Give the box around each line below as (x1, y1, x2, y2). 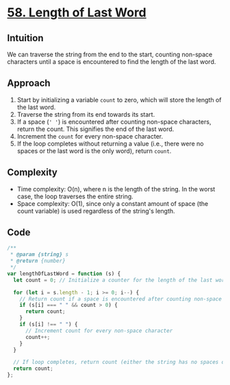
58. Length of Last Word (7, 5, 146, 21)
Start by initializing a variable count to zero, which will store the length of (16, 95, 222, 104)
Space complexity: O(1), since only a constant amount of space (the (16, 199, 209, 207)
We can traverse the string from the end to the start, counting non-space (7, 50, 213, 58)
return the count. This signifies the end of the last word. (16, 125, 175, 133)
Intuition (7, 32, 44, 44)
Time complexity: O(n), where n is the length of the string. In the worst (16, 185, 216, 193)
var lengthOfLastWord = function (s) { (7, 270, 121, 277)
